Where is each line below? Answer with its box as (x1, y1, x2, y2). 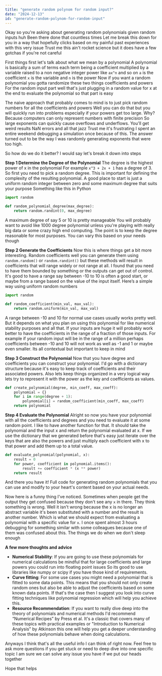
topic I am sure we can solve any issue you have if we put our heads (5, 651, 142, 657)
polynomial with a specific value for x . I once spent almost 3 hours (5, 520, 137, 525)
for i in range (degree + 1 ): (14, 394, 73, 399)
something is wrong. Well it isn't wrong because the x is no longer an (5, 504, 143, 510)
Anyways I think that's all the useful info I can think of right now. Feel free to (5, 641, 157, 646)
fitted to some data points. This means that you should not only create (12, 580, 152, 586)
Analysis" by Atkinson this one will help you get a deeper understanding (12, 626, 156, 632)
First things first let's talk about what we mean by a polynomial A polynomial (5, 59, 158, 66)
